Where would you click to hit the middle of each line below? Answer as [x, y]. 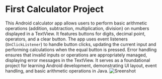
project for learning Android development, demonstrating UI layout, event [81, 65]
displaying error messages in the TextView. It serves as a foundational [78, 60]
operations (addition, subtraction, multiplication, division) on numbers [77, 28]
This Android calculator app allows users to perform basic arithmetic [76, 23]
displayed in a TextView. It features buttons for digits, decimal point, [75, 33]
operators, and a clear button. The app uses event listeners [67, 39]
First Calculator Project [55, 9]
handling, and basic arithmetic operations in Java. [57, 70]
